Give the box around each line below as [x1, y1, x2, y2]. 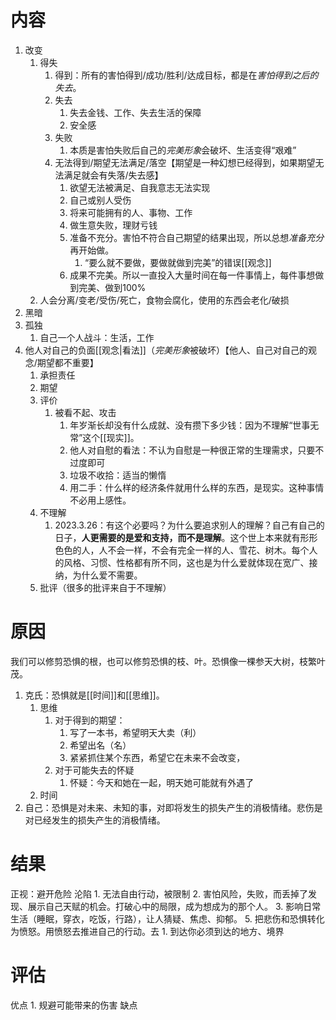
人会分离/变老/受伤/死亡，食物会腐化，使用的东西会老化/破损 [39, 294, 290, 306]
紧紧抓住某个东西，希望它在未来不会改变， [69, 751, 246, 763]
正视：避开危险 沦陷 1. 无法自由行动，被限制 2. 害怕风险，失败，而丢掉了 [10, 887, 308, 900]
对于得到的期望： [54, 714, 126, 726]
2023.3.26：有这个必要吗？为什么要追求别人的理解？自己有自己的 [54, 519, 325, 531]
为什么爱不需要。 [72, 569, 143, 581]
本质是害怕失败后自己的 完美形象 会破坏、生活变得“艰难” [69, 144, 297, 156]
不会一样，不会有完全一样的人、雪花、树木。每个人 [107, 544, 318, 556]
